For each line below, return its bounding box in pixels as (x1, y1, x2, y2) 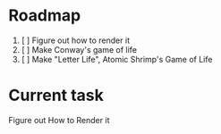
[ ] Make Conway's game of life (21, 44, 138, 54)
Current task (8, 86, 105, 105)
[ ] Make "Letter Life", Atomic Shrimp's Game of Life (21, 54, 213, 64)
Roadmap (8, 5, 81, 26)
